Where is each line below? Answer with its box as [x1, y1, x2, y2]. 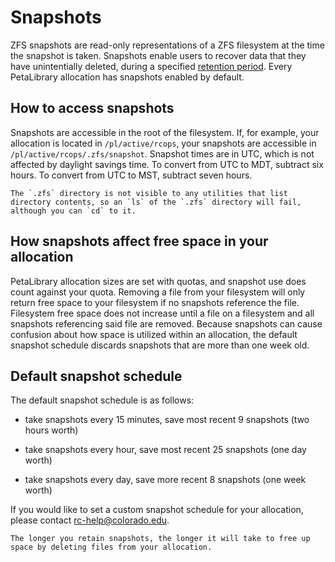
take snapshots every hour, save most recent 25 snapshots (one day [24, 444, 307, 456]
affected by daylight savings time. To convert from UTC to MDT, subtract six [10, 158, 324, 170]
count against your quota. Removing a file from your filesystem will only [10, 286, 306, 298]
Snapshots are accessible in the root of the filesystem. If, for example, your [10, 126, 320, 138]
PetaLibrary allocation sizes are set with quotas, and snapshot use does [10, 275, 307, 287]
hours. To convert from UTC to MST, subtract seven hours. [10, 169, 253, 181]
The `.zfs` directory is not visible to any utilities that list [10, 188, 288, 198]
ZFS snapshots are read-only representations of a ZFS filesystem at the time [10, 39, 325, 51]
